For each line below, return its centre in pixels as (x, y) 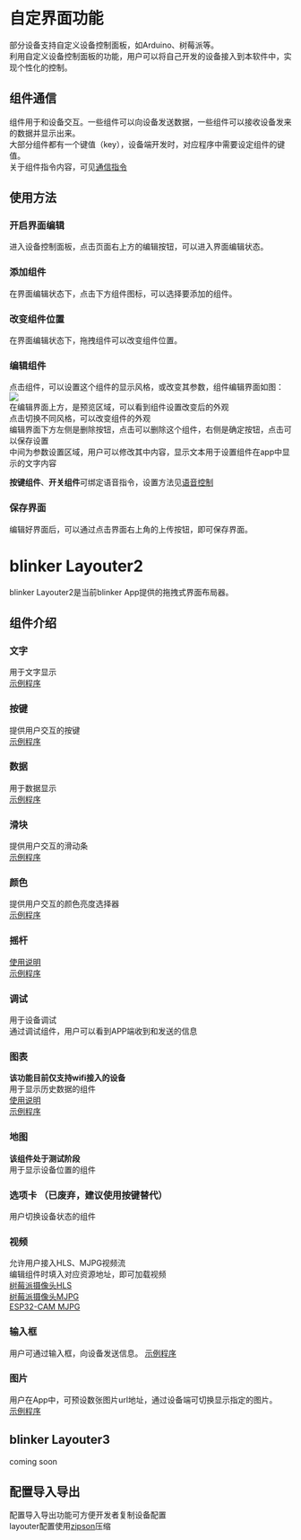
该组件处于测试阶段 (45, 1158)
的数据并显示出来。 (45, 133)
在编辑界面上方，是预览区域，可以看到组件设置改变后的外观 (119, 407)
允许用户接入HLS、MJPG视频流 (68, 1263)
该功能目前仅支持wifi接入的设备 (68, 1078)
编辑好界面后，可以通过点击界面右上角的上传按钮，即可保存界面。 (131, 529)
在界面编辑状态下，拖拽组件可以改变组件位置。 (95, 340)
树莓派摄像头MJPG (44, 1297)
